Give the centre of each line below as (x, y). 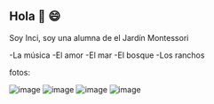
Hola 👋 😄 (35, 16)
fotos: (20, 72)
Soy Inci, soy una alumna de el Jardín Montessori (99, 37)
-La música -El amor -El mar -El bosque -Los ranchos (107, 55)
